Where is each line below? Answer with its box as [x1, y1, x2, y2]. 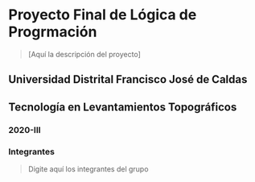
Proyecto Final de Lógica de [8, 6, 197, 24]
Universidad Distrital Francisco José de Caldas [8, 72, 248, 86]
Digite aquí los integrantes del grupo [27, 163, 149, 174]
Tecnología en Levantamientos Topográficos [8, 100, 237, 114]
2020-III [8, 124, 42, 135]
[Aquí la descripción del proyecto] [27, 49, 141, 59]
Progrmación [8, 23, 97, 41]
